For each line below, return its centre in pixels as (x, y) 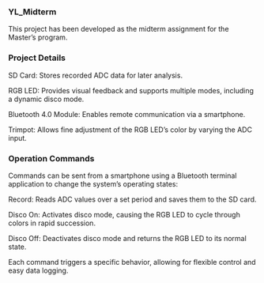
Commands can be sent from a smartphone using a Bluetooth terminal (123, 175)
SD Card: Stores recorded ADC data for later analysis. (96, 75)
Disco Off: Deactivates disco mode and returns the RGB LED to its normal (127, 238)
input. (18, 138)
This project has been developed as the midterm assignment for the (119, 29)
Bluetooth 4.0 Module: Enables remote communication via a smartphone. (127, 114)
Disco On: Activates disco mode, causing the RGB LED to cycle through (124, 214)
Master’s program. (38, 37)
